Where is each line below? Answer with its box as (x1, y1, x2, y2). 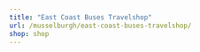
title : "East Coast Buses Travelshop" (9, 12, 152, 22)
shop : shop (9, 29, 50, 38)
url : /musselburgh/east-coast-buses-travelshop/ (9, 21, 192, 30)
